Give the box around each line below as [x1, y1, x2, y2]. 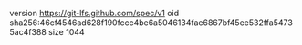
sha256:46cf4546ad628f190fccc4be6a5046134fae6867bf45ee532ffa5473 [9, 17, 294, 28]
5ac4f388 [9, 27, 47, 37]
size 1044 [48, 27, 85, 37]
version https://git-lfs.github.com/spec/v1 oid [9, 8, 180, 18]
